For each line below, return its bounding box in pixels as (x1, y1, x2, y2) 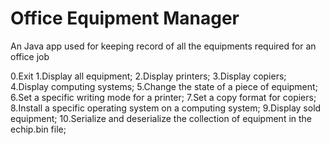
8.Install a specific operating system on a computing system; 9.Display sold (10, 102, 322, 114)
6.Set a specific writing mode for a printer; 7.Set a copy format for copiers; (10, 91, 317, 103)
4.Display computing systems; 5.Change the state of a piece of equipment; (10, 80, 318, 92)
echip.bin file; (10, 123, 67, 135)
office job (10, 50, 50, 62)
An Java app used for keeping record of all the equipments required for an (10, 40, 317, 52)
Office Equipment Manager (10, 7, 240, 30)
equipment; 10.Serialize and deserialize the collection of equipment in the (10, 112, 313, 124)
